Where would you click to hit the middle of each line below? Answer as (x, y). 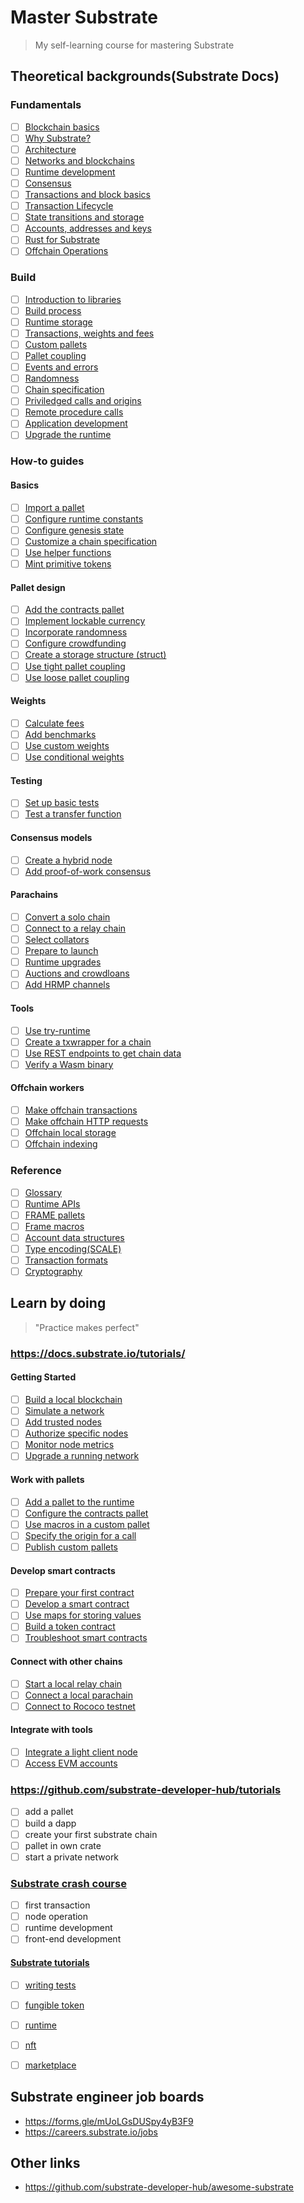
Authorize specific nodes (76, 1433)
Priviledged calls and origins (83, 401)
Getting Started (43, 1377)
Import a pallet (54, 507)
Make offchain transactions (81, 1110)
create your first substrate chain (91, 1834)
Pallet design (38, 587)
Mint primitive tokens (68, 563)
